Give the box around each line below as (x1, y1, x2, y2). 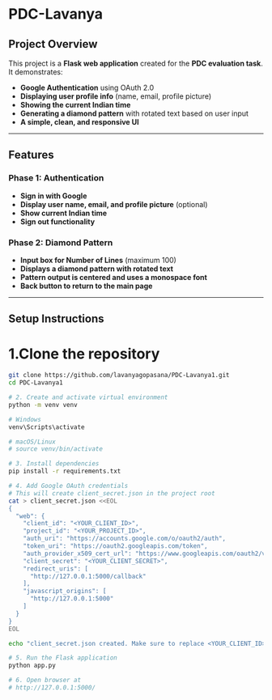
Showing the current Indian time (19, 100, 131, 109)
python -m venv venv (8, 401, 79, 409)
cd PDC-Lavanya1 (8, 379, 63, 387)
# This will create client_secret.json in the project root (8, 489, 216, 498)
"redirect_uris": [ (23, 564, 89, 573)
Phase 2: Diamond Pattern (8, 236, 113, 248)
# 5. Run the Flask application (8, 654, 117, 662)
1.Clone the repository (8, 345, 160, 363)
